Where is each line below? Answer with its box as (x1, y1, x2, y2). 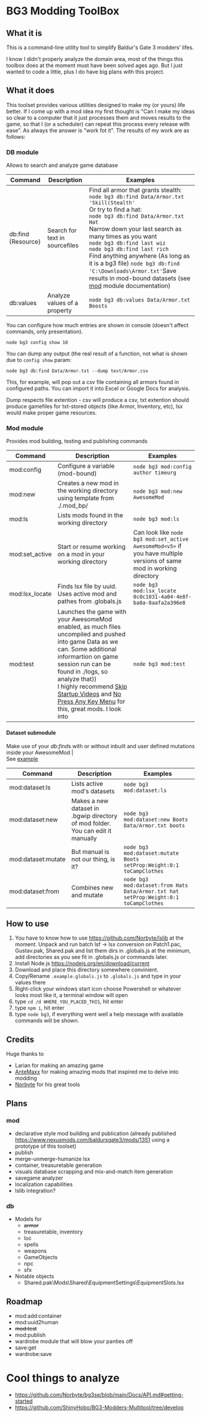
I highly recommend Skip (57, 682, 127, 691)
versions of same (133, 557, 182, 565)
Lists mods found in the (57, 511, 124, 520)
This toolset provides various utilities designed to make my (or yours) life (6, 101, 185, 108)
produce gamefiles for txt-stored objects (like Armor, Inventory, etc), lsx (6, 403, 184, 410)
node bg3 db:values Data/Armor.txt (89, 297, 190, 303)
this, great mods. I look (57, 705, 121, 713)
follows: (6, 133, 26, 140)
